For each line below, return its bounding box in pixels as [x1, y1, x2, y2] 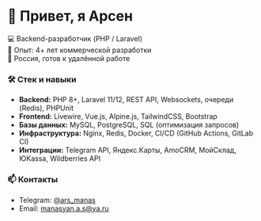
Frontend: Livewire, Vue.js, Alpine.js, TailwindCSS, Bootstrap [18, 112, 218, 121]
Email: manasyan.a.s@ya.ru [18, 204, 109, 213]
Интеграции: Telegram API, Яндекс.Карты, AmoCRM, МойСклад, [18, 146, 236, 155]
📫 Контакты [7, 174, 59, 185]
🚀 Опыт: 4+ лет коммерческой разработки [7, 45, 152, 55]
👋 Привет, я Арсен [7, 7, 134, 25]
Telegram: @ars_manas [18, 195, 96, 204]
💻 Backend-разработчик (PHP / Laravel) [7, 33, 143, 43]
